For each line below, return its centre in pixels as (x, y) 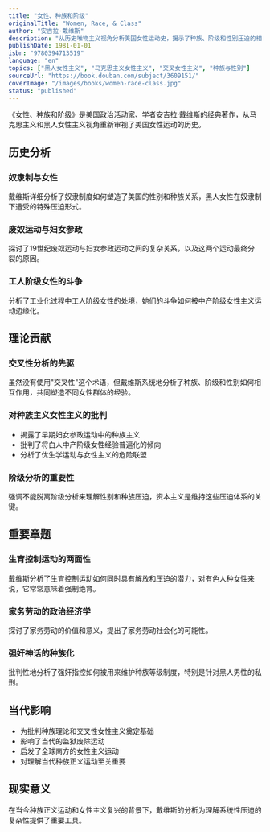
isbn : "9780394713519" (46, 53)
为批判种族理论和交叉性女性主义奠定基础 (87, 731)
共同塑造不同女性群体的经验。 (85, 392)
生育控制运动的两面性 (49, 559)
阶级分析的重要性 (41, 478)
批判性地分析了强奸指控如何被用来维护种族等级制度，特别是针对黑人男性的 (131, 673)
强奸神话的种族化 (41, 653)
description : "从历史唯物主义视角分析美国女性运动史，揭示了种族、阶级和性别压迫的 (132, 38)
